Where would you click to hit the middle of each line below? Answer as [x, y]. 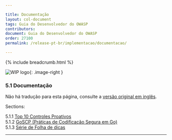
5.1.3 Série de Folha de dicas [35, 127]
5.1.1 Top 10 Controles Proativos [38, 116]
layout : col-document [28, 19]
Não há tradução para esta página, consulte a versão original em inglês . [81, 97]
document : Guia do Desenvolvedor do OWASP [51, 34]
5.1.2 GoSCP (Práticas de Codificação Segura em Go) [61, 122]
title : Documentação [27, 14]
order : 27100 [19, 38]
